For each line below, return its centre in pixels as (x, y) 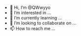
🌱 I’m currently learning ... (36, 18)
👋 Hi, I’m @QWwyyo (30, 8)
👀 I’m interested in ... (30, 13)
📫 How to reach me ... (32, 28)
